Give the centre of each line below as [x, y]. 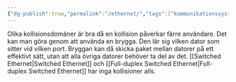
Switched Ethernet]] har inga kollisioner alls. [92, 71]
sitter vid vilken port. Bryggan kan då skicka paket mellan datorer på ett [111, 48]
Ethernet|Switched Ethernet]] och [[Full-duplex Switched [90, 63]
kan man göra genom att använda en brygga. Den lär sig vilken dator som [113, 41]
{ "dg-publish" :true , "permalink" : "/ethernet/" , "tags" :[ [89, 14]
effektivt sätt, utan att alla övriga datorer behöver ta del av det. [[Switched [114, 56]
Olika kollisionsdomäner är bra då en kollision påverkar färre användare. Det [117, 34]
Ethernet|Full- [193, 63]
